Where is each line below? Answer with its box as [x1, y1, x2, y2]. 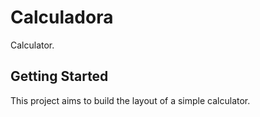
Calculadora [10, 6, 114, 29]
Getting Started [10, 68, 109, 85]
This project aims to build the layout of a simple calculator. [10, 94, 251, 106]
